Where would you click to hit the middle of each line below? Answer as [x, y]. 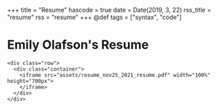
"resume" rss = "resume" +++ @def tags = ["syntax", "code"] [95, 17]
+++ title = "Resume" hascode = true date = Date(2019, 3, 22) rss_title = [109, 10]
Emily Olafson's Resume [78, 45]
